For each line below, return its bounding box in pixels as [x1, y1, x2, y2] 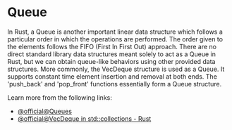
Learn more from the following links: [7, 93, 113, 102]
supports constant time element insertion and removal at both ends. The [7, 72, 217, 81]
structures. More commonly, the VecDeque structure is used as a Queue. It [7, 65, 225, 73]
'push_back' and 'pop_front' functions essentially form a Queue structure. [7, 79, 222, 88]
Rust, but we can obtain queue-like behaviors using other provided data [7, 57, 216, 65]
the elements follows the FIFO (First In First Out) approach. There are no [7, 42, 217, 51]
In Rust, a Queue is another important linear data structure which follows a [7, 27, 224, 36]
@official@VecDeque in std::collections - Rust [17, 114, 152, 123]
